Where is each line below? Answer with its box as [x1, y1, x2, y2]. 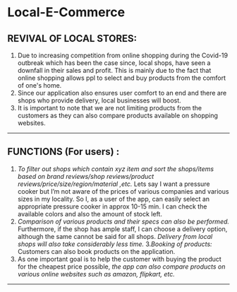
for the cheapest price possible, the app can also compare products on [17, 262, 226, 271]
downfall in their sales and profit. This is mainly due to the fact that [17, 66, 212, 74]
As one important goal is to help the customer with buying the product [17, 255, 222, 263]
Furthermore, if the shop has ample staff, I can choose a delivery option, [17, 224, 228, 233]
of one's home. [17, 81, 62, 89]
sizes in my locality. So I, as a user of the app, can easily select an [17, 194, 210, 203]
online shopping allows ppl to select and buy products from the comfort [17, 74, 226, 82]
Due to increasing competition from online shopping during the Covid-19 [17, 51, 228, 59]
